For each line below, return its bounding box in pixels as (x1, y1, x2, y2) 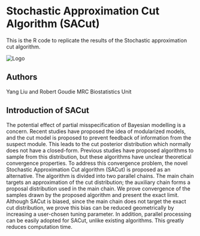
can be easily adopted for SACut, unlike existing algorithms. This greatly (6, 217, 184, 224)
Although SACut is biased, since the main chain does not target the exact (6, 198, 187, 205)
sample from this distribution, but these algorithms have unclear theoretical (6, 153, 192, 160)
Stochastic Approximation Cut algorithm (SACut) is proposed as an (6, 166, 171, 173)
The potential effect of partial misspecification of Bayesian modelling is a (6, 121, 186, 128)
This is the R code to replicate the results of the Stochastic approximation (6, 37, 187, 44)
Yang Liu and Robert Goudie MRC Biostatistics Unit (6, 88, 132, 95)
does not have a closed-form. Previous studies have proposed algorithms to (6, 147, 194, 154)
